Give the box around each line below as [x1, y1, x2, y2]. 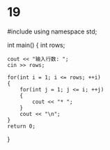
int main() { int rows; [7, 40, 65, 49]
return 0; [7, 123, 36, 130]
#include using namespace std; [7, 27, 97, 36]
